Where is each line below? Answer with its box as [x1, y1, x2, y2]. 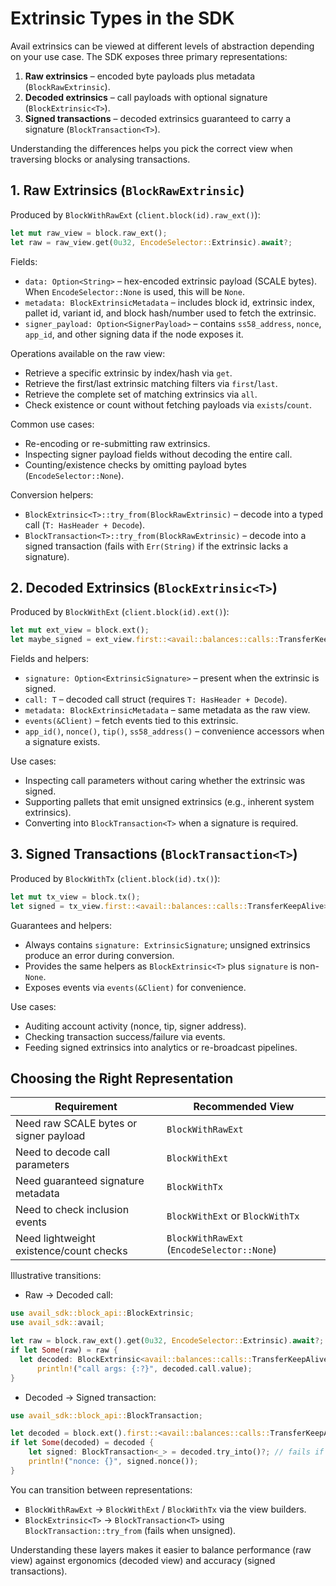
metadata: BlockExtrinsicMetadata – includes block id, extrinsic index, [24, 296, 315, 308]
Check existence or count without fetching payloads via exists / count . [24, 398, 313, 411]
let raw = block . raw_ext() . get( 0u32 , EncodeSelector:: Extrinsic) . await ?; [10, 1336, 325, 1346]
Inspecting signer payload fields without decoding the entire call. [24, 448, 293, 460]
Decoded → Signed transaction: [24, 1391, 157, 1403]
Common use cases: [10, 418, 95, 430]
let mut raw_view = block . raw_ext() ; [10, 228, 168, 238]
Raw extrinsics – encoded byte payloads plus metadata [24, 70, 256, 82]
